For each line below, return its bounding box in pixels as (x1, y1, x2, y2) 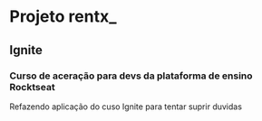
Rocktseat (9, 80, 56, 93)
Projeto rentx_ (9, 6, 117, 27)
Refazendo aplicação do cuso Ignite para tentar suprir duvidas (9, 101, 243, 112)
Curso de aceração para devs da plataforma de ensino (9, 70, 253, 82)
